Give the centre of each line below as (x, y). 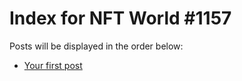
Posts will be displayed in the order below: (96, 46)
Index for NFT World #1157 (120, 18)
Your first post (53, 65)
